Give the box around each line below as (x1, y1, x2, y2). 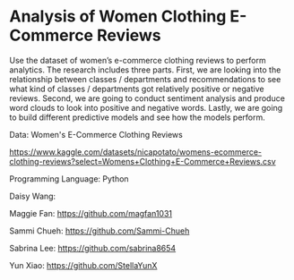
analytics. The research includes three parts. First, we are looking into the (9, 64, 281, 75)
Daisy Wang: (9, 191, 56, 201)
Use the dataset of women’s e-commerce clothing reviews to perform (9, 55, 266, 65)
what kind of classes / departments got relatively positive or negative (9, 83, 264, 94)
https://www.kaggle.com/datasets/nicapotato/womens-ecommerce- (9, 146, 263, 157)
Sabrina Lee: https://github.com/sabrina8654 (9, 242, 177, 253)
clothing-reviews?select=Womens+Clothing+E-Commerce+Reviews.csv (9, 156, 276, 166)
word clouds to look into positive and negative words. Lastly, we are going (9, 102, 283, 113)
